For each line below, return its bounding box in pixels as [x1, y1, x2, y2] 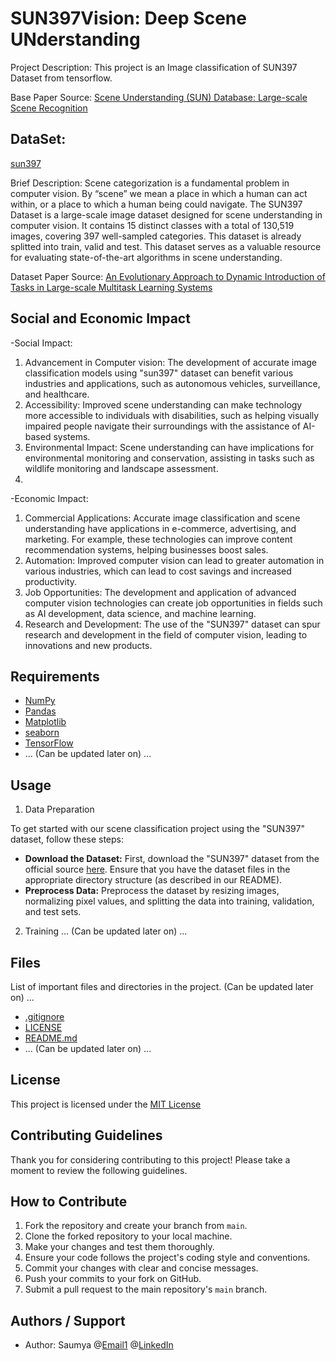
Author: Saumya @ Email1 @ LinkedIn [24, 1339, 174, 1351]
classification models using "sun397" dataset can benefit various [24, 367, 294, 379]
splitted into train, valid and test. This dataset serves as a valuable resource [10, 240, 322, 252]
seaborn [24, 727, 60, 739]
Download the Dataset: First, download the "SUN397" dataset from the [24, 853, 320, 865]
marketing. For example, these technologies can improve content [24, 533, 293, 545]
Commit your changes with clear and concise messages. [24, 1262, 259, 1274]
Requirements [10, 668, 100, 685]
